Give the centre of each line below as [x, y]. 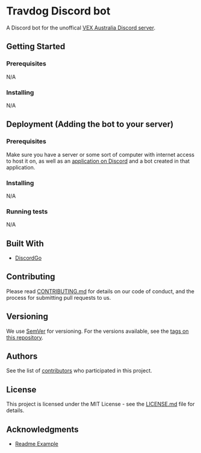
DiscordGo [28, 258]
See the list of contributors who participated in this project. [79, 371]
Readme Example [37, 444]
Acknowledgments [43, 429]
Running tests [27, 211]
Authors [22, 357]
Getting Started [36, 47]
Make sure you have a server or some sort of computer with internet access [100, 154]
